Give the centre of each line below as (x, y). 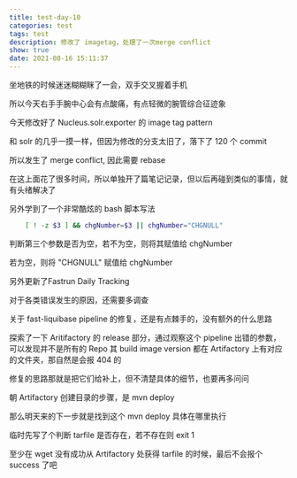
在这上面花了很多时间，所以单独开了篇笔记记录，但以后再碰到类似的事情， (145, 179)
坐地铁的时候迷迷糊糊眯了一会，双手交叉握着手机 (98, 85)
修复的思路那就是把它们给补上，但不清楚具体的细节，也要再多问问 (129, 378)
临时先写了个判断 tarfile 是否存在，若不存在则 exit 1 (102, 435)
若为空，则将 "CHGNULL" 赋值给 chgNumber (91, 262)
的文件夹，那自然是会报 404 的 (65, 359)
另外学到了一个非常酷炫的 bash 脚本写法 (83, 208)
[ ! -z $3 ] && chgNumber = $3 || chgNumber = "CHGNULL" (124, 226)
